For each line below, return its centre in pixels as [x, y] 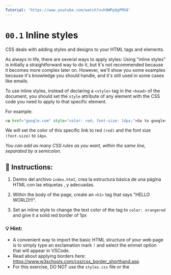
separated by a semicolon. [33, 151]
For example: [19, 111]
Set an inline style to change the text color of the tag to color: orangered [89, 210]
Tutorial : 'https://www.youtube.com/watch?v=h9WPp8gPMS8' [68, 10]
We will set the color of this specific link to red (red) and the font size [78, 130]
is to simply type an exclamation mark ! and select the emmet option [84, 245]
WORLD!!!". [24, 200]
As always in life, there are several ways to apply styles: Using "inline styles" [85, 59]
